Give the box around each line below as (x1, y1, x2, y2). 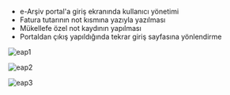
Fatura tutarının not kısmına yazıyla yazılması (19, 15, 166, 25)
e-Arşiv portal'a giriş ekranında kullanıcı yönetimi (19, 7, 179, 16)
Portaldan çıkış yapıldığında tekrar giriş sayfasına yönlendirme (19, 32, 222, 41)
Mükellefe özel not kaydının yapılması (19, 24, 142, 32)
